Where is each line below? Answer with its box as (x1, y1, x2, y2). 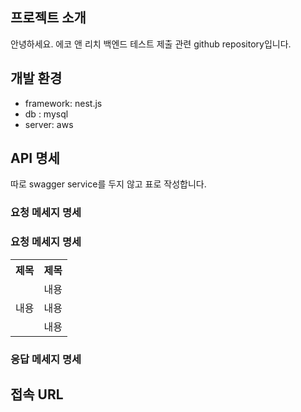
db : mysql (24, 108, 69, 120)
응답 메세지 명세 (10, 352, 82, 366)
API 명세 (10, 150, 60, 167)
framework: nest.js (24, 97, 103, 109)
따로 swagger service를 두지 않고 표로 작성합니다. (10, 178, 207, 190)
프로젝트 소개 (10, 9, 87, 27)
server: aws (24, 118, 74, 130)
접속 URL (10, 386, 64, 403)
